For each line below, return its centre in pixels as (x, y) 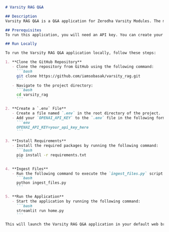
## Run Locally (21, 44)
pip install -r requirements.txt (51, 155)
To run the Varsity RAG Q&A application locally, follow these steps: (81, 53)
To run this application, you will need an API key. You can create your (84, 35)
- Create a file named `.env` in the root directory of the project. (86, 113)
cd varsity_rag (32, 95)
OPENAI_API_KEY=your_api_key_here (53, 127)
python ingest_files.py (41, 183)
